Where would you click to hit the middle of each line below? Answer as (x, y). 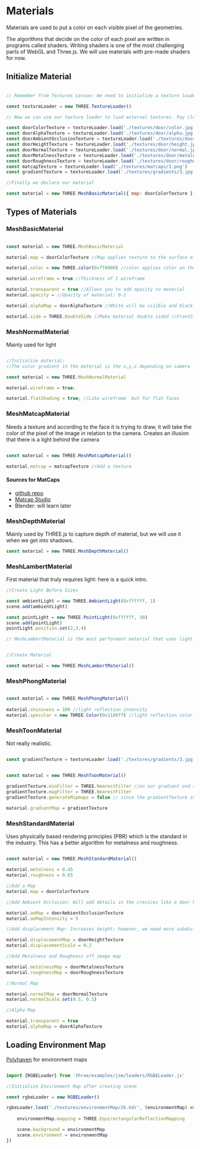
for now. (16, 58)
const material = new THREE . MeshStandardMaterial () (71, 859)
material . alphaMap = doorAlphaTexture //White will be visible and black (100, 306)
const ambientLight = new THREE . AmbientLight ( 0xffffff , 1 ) (81, 601)
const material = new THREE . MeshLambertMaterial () (70, 666)
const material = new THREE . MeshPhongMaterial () (68, 699)
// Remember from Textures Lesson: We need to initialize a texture (93, 96)
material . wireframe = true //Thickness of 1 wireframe (76, 279)
